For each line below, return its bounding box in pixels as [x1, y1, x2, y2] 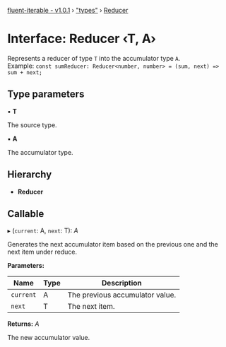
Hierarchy [7, 169, 52, 181]
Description [101, 278, 143, 288]
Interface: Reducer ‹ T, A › [7, 31, 157, 47]
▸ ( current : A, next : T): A [7, 226, 79, 235]
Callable [7, 208, 44, 220]
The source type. [7, 120, 58, 129]
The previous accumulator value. [67, 290, 177, 300]
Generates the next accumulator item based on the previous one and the [7, 240, 219, 249]
